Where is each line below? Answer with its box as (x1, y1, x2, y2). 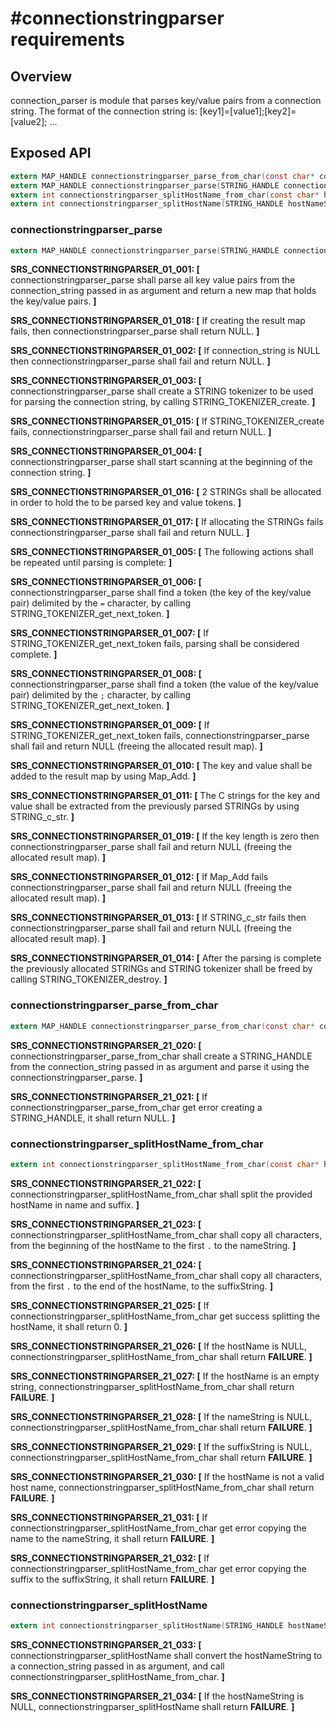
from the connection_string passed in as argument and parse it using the (10, 1060, 310, 1072)
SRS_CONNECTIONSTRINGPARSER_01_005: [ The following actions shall (10, 546, 314, 558)
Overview (10, 68, 73, 85)
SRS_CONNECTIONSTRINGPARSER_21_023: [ (10, 1218, 202, 1230)
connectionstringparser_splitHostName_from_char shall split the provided (10, 1188, 313, 1200)
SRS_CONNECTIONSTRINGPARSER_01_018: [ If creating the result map (10, 315, 306, 327)
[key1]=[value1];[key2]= (199, 105, 297, 117)
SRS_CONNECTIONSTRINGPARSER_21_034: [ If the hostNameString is (10, 1690, 305, 1702)
